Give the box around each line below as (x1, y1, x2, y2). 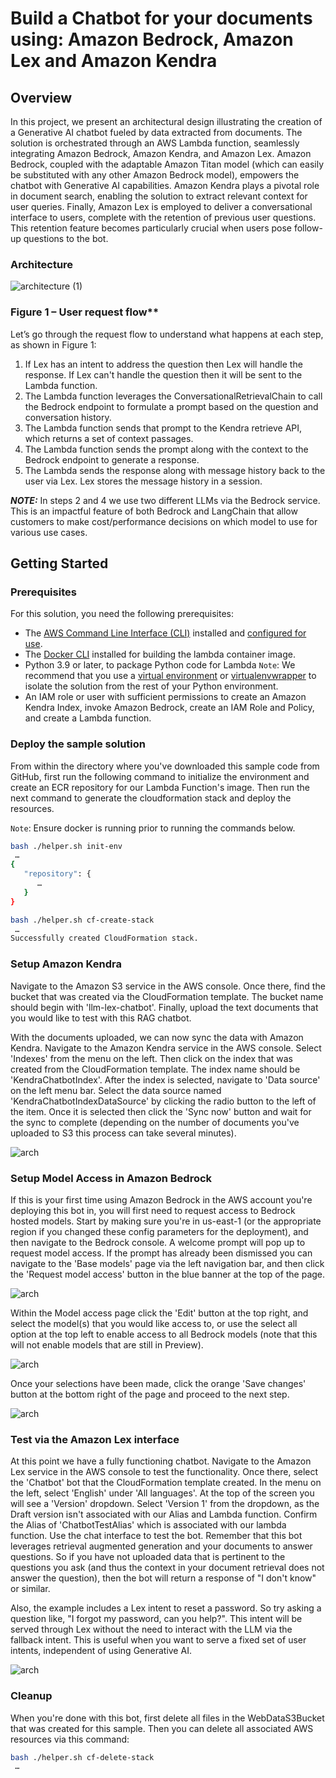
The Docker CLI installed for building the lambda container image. (24, 648, 296, 661)
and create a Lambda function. (24, 712, 152, 724)
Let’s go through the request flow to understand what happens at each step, (10, 328, 324, 340)
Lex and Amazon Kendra (10, 50, 218, 72)
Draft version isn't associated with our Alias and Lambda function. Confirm (10, 1508, 318, 1521)
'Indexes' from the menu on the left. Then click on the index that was (10, 1052, 293, 1064)
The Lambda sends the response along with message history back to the (24, 464, 326, 476)
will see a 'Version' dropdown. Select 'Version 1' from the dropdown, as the (10, 1498, 320, 1510)
